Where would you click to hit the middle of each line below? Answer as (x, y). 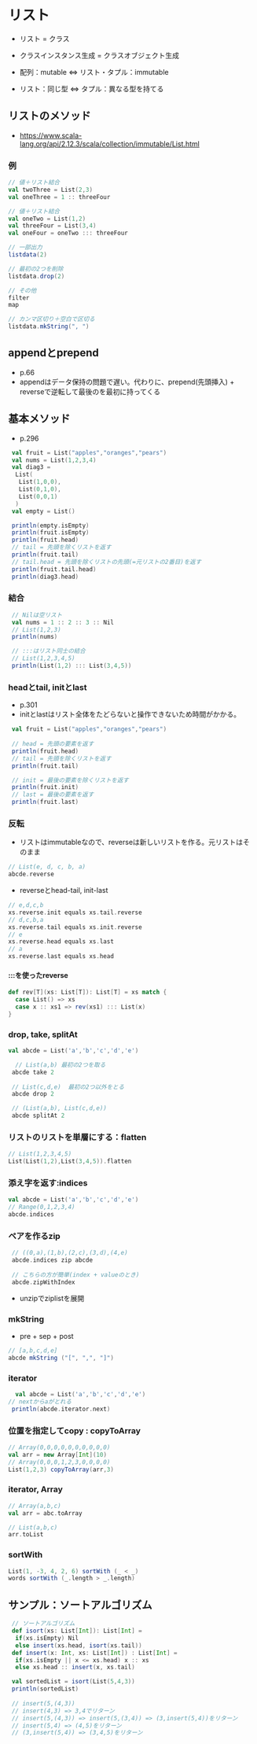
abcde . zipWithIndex (44, 1282)
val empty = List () (44, 511)
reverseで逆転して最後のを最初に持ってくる (90, 391)
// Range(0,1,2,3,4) (42, 1208)
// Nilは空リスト (37, 615)
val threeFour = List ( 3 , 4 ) (52, 226)
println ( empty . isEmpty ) (50, 525)
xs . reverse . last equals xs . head (61, 957)
